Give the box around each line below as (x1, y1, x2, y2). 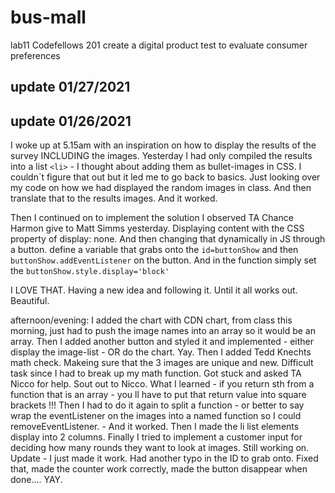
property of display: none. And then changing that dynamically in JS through (10, 233, 326, 245)
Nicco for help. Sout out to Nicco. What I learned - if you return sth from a (10, 378, 315, 390)
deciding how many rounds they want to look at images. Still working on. (10, 442, 310, 454)
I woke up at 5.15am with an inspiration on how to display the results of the (10, 139, 317, 151)
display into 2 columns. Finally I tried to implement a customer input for (10, 431, 303, 443)
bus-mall (10, 6, 87, 29)
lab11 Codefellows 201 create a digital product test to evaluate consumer (10, 39, 308, 51)
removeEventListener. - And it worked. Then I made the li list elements (10, 421, 300, 433)
